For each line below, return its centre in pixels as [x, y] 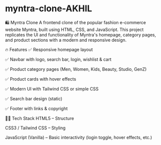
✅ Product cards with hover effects [41, 79]
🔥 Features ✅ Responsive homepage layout [49, 49]
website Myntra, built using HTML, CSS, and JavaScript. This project [74, 29]
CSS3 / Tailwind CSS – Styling [35, 128]
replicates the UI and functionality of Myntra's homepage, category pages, [80, 34]
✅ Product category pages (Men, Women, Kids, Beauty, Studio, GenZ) [76, 69]
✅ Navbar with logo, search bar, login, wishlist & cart [58, 59]
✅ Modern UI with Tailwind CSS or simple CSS [52, 88]
